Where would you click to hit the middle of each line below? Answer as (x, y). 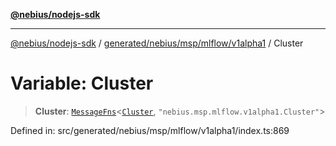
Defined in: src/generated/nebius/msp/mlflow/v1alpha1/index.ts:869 (150, 130)
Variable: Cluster (82, 83)
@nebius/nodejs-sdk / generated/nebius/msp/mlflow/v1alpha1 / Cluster (157, 43)
